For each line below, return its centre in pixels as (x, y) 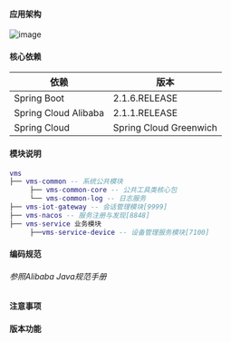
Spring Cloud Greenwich (165, 128)
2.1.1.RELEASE (145, 113)
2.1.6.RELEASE (145, 98)
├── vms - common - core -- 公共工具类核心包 (103, 191)
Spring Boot (39, 98)
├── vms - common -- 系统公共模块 (67, 181)
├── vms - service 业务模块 (56, 224)
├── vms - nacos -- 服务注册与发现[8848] (80, 215)
